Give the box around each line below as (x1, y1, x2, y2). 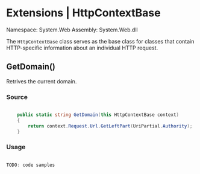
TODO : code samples (6, 162, 55, 168)
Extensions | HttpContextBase (6, 6, 161, 20)
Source (6, 92, 28, 101)
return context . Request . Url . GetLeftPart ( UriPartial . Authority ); (28, 123, 193, 129)
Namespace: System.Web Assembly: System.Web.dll (6, 26, 138, 33)
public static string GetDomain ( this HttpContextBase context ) (17, 112, 180, 118)
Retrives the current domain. (6, 77, 77, 85)
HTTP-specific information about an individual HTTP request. (6, 44, 158, 51)
